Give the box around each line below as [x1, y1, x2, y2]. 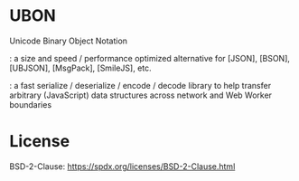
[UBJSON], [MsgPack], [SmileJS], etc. [9, 62, 152, 73]
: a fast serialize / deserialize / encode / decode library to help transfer [9, 80, 272, 90]
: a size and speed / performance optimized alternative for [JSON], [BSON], [9, 52, 291, 63]
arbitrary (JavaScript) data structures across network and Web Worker [9, 90, 273, 100]
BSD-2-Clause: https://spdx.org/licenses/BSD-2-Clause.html [9, 160, 236, 172]
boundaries [9, 99, 52, 110]
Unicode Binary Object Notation [9, 35, 128, 46]
